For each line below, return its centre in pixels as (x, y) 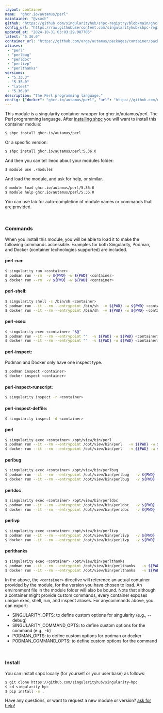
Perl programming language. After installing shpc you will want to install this (81, 119)
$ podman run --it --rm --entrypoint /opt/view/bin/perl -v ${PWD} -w (80, 445)
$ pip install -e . (25, 691)
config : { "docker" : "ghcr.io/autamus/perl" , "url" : (58, 100)
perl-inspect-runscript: (29, 387)
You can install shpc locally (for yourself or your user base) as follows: (75, 673)
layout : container (24, 9)
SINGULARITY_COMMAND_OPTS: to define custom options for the (79, 625)
